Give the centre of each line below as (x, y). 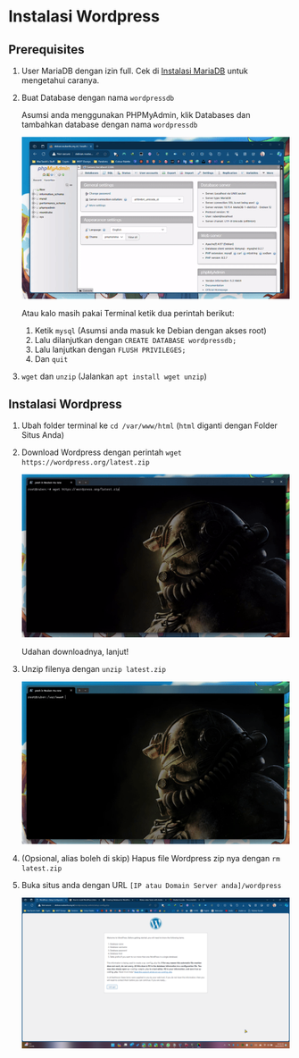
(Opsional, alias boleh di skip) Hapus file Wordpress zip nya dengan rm (150, 858)
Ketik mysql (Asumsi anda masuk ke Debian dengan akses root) (150, 330)
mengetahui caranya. (60, 80)
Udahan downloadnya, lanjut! (75, 651)
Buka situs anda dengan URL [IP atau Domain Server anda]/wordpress (151, 885)
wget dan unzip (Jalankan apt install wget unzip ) (114, 376)
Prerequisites (46, 50)
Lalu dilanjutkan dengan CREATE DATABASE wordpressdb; (136, 340)
